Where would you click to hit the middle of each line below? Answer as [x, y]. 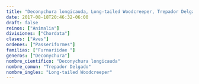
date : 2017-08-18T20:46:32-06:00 [47, 17]
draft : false [22, 22]
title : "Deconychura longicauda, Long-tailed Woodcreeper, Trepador [92, 12]
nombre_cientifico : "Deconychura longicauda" [63, 61]
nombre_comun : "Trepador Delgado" [49, 67]
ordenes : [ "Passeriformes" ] [41, 45]
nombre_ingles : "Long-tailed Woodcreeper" [59, 72]
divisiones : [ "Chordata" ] [38, 34]
